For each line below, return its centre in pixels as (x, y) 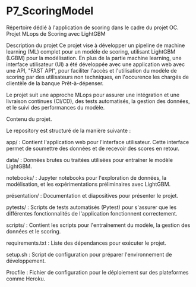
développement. (26, 261)
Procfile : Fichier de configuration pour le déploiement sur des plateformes (97, 272)
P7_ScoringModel (50, 11)
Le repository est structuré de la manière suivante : (69, 130)
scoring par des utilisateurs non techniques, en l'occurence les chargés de (97, 77)
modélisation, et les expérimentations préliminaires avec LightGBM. (88, 184)
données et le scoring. (34, 231)
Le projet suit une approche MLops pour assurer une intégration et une (93, 95)
